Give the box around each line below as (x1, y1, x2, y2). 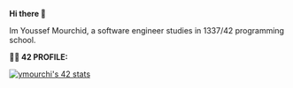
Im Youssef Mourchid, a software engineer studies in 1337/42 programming (9, 26, 285, 35)
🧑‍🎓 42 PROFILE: (9, 52, 68, 62)
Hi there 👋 (9, 9, 46, 18)
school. (9, 35, 36, 45)
